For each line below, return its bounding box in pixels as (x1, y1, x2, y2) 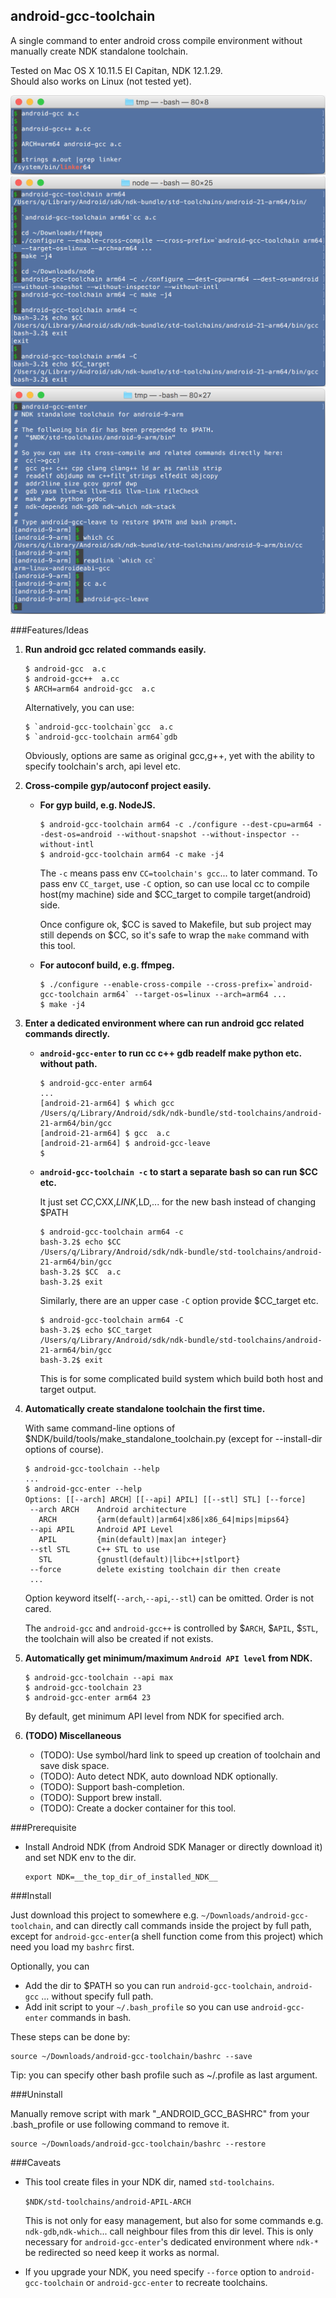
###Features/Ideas (10, 624, 89, 636)
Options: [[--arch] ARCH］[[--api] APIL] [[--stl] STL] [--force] (24, 1495, 307, 1505)
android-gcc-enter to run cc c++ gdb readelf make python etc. (39, 1047, 302, 1059)
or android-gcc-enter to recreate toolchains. (85, 2277, 268, 2289)
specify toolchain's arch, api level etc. (24, 760, 182, 773)
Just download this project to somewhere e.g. (10, 1909, 200, 1921)
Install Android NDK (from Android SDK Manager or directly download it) (24, 1841, 323, 1853)
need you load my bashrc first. (10, 1941, 135, 1953)
